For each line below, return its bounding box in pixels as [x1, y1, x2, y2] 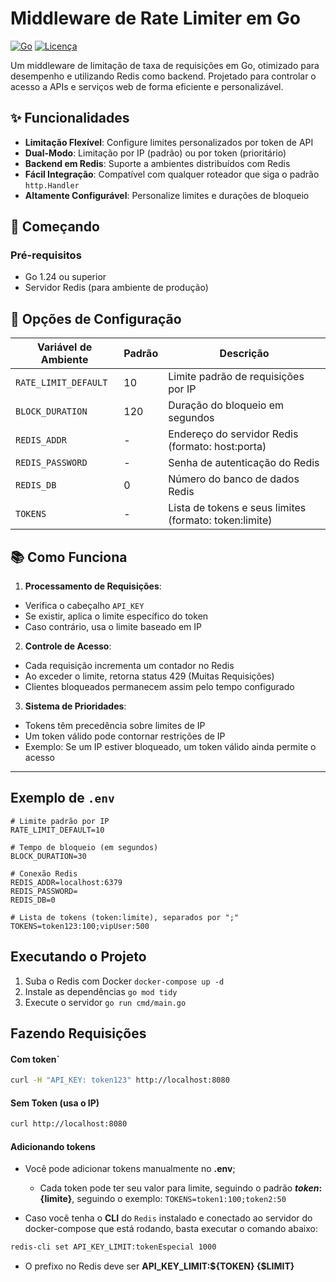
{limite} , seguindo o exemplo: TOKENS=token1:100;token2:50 [39, 1193, 287, 1205]
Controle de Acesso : [24, 640, 112, 652]
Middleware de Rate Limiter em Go [10, 7, 301, 30]
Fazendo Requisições [10, 1025, 147, 1042]
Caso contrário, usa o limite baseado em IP [24, 621, 203, 633]
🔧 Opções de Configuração [10, 310, 182, 327]
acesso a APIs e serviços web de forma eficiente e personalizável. [10, 80, 284, 92]
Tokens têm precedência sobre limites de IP [24, 720, 206, 732]
